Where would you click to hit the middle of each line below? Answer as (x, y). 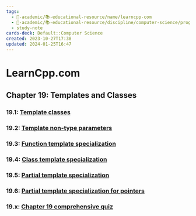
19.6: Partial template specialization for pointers (75, 191)
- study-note (27, 28)
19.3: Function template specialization (61, 144)
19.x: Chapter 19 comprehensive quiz (60, 207)
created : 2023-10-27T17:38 (39, 39)
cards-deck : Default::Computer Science (55, 33)
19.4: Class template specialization (57, 160)
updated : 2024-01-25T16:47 (39, 44)
